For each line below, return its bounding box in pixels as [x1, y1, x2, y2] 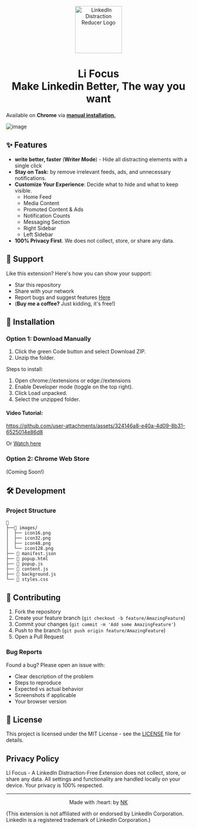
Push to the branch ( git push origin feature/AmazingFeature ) [14, 627, 166, 634]
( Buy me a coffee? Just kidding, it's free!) [14, 300, 116, 307]
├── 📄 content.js [6, 566, 49, 572]
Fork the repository [14, 608, 62, 615]
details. [6, 737, 24, 744]
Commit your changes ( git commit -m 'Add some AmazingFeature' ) [14, 621, 176, 628]
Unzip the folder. [14, 354, 55, 362]
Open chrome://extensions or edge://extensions [14, 377, 131, 384]
